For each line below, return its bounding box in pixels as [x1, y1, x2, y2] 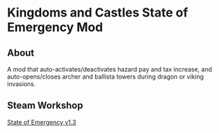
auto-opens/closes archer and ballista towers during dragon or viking [7, 72, 205, 81]
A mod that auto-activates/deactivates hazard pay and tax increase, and [7, 65, 212, 73]
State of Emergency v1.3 [7, 118, 76, 126]
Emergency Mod [7, 19, 103, 35]
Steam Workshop [7, 100, 83, 112]
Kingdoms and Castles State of [7, 5, 188, 21]
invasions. [7, 80, 36, 88]
